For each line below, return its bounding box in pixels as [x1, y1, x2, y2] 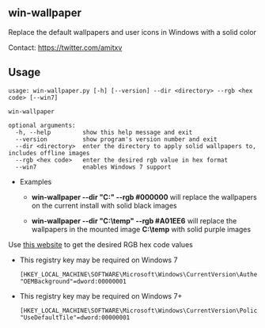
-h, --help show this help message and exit [15, 128, 193, 136]
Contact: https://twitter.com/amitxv [8, 43, 123, 52]
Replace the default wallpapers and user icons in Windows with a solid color [8, 27, 257, 36]
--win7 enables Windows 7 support [15, 162, 172, 171]
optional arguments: [8, 121, 77, 129]
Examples [19, 177, 52, 186]
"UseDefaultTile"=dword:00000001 [19, 313, 131, 322]
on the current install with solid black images [31, 200, 178, 210]
